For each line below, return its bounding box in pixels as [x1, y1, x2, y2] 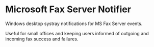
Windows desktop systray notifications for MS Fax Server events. [5, 20, 143, 27]
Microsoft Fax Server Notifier [5, 4, 132, 15]
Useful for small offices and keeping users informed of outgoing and [5, 30, 149, 36]
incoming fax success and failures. [5, 36, 79, 42]
